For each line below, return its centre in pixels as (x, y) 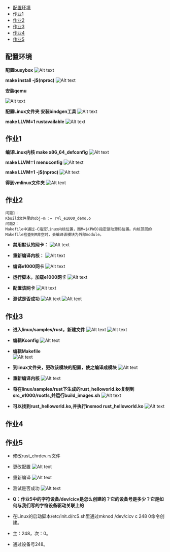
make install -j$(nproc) (30, 80)
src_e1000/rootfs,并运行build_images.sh (56, 395)
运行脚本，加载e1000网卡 (40, 277)
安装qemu (16, 91)
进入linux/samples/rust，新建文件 (49, 330)
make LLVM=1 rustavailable (35, 122)
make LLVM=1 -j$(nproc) (32, 172)
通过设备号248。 (30, 544)
